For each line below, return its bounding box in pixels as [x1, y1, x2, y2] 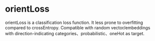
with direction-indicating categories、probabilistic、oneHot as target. [5, 30, 145, 36]
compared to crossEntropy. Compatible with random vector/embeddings [5, 24, 151, 30]
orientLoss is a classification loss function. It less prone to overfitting [5, 20, 143, 25]
